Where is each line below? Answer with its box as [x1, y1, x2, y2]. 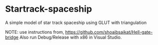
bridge [5, 34, 19, 40]
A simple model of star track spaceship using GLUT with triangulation [5, 20, 147, 25]
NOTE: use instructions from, [5, 29, 64, 35]
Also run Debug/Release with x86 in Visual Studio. [19, 34, 122, 40]
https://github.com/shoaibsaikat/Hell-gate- [65, 29, 153, 35]
